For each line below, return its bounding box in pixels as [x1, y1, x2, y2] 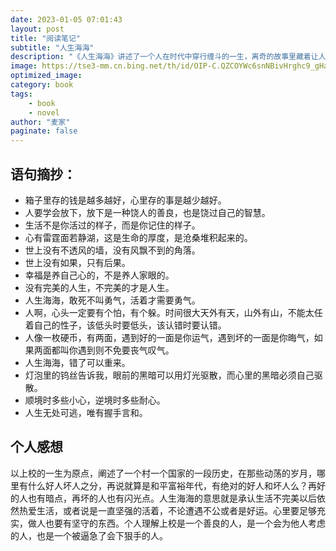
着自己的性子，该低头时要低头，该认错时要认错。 [24, 319, 227, 331]
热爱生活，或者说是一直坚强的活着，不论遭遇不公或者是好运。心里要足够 [18, 504, 317, 516]
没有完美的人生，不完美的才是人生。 [24, 281, 175, 293]
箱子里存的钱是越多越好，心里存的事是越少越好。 [24, 194, 227, 206]
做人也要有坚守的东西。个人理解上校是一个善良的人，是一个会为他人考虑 [27, 517, 326, 529]
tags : [10, 89, 33, 99]
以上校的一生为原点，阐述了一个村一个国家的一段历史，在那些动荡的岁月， [10, 467, 317, 479]
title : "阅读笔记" [10, 33, 82, 43]
